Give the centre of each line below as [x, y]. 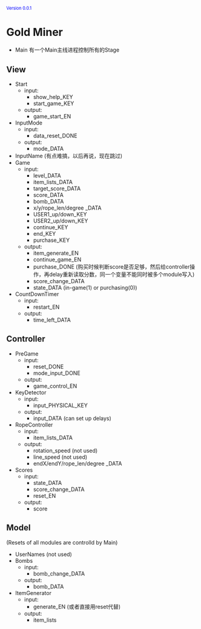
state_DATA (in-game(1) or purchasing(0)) [85, 287]
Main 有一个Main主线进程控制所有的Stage [67, 50]
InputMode [29, 123]
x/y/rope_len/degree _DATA [67, 208]
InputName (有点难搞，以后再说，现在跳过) [69, 156]
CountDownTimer [37, 294]
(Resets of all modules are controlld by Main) [62, 542]
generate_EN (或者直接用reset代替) [77, 607]
